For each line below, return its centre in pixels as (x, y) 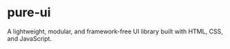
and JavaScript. (29, 38)
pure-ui (29, 13)
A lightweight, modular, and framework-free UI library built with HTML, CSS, (115, 31)
